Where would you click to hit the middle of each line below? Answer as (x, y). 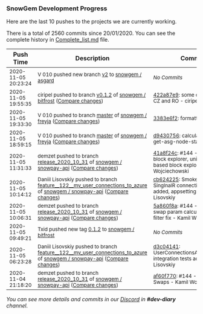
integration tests (172, 259)
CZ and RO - (168, 101)
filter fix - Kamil (172, 218)
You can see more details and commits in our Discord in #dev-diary (91, 300)
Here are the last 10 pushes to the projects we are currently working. (92, 22)
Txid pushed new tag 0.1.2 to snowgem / (86, 229)
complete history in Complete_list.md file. (58, 40)
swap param (168, 212)
